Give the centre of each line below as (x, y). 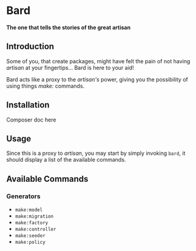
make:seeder (30, 236)
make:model (29, 210)
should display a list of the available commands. (66, 160)
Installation (28, 105)
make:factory (32, 223)
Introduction (30, 46)
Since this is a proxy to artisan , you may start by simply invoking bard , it (96, 153)
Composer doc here (31, 120)
